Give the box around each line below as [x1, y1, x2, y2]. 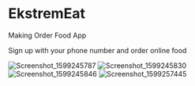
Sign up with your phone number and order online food [8, 45, 187, 55]
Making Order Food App [8, 30, 87, 40]
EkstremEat [8, 5, 85, 23]
